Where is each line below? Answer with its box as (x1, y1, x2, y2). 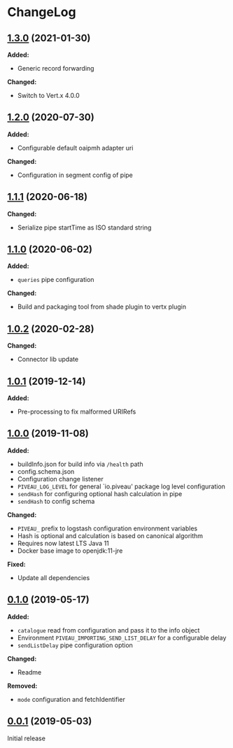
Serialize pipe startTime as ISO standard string (17, 223, 152, 232)
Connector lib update (17, 355, 79, 364)
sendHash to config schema (17, 497, 95, 505)
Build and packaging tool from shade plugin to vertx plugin (17, 302, 187, 311)
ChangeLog (7, 4, 76, 20)
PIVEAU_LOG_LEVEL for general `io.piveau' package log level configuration (17, 482, 226, 491)
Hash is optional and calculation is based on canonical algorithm (17, 531, 204, 539)
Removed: (7, 682, 38, 690)
